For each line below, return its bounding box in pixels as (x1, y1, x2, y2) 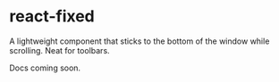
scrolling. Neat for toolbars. (9, 45, 110, 55)
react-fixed (9, 6, 96, 27)
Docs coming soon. (9, 62, 81, 73)
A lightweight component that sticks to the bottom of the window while (9, 36, 270, 46)
